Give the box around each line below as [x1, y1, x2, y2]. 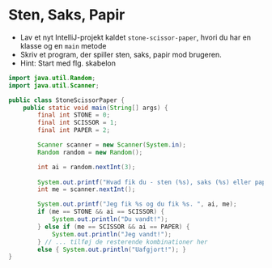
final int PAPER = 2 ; [37, 126, 111, 134]
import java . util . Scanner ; [8, 81, 100, 90]
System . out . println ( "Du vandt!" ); [51, 215, 168, 223]
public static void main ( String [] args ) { [23, 104, 168, 112]
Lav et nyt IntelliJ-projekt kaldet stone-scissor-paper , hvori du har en [19, 32, 252, 42]
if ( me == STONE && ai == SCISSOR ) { [37, 208, 164, 216]
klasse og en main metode [19, 40, 107, 50]
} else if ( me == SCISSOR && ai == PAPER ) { [37, 223, 190, 231]
